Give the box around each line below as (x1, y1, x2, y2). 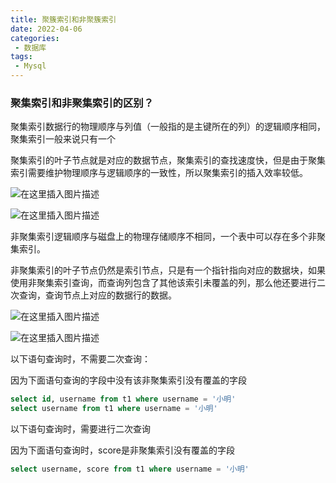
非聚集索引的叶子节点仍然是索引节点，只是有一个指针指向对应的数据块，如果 (10, 264, 326, 276)
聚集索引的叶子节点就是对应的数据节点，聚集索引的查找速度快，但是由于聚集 (10, 154, 326, 166)
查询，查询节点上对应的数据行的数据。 (18, 289, 177, 301)
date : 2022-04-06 (10, 24, 83, 34)
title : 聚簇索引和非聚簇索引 (10, 14, 117, 25)
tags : (10, 52, 33, 62)
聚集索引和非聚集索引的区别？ (10, 96, 155, 110)
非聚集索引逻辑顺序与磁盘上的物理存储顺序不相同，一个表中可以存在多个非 (10, 231, 317, 243)
